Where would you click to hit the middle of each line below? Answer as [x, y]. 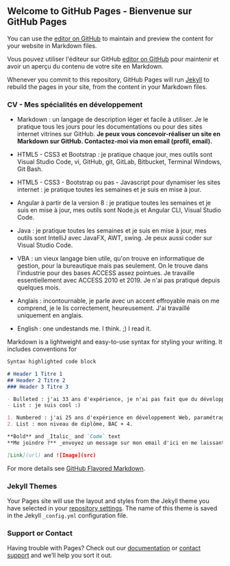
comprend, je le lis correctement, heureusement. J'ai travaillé [103, 308]
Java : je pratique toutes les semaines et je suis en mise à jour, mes [112, 231]
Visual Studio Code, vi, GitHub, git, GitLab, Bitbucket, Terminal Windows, [119, 162]
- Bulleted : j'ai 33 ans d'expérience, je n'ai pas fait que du [102, 399]
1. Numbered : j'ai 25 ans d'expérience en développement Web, [99, 418]
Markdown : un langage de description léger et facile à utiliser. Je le [113, 120]
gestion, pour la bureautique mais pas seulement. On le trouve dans [113, 266]
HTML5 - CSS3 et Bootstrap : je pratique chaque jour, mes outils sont [115, 155]
